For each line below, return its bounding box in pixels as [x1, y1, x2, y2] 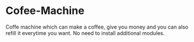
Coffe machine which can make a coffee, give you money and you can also [5, 23, 189, 30]
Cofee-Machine [5, 4, 85, 17]
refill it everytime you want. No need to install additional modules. [5, 29, 165, 36]
